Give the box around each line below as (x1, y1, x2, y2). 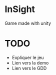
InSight (4, 4, 35, 15)
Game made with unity (4, 20, 51, 26)
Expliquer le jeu (11, 54, 44, 60)
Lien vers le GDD (11, 65, 47, 71)
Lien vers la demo (11, 59, 49, 66)
